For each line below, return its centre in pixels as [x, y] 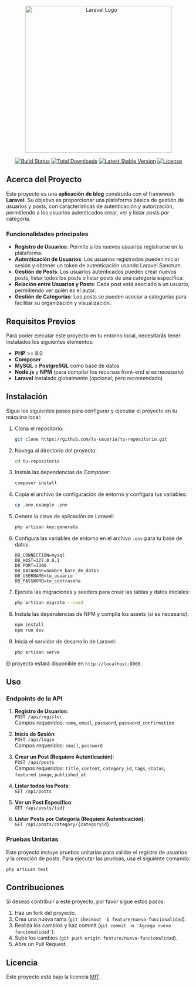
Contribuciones [35, 887]
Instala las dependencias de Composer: [62, 472]
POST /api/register [38, 717]
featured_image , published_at [50, 774]
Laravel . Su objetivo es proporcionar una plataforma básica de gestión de [95, 200]
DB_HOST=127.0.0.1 [37, 561]
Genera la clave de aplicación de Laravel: [64, 517]
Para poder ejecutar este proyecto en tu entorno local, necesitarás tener [93, 336]
